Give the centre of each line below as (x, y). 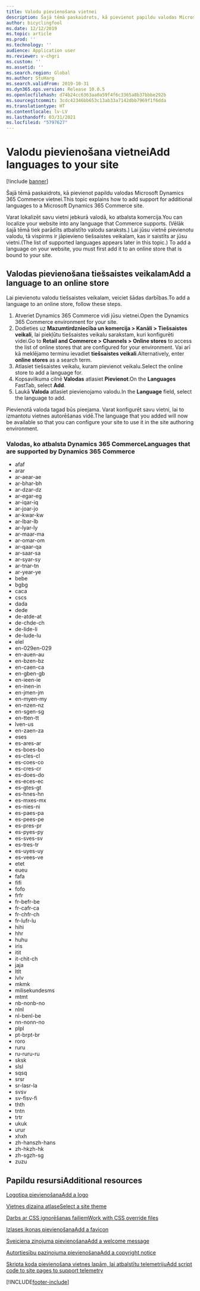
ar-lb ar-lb (26, 521)
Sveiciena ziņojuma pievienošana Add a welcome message (78, 1241)
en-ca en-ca (29, 667)
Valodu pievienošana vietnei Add (88, 152)
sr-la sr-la (26, 1086)
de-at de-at (28, 617)
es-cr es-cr (28, 769)
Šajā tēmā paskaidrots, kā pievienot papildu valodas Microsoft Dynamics (95, 193)
